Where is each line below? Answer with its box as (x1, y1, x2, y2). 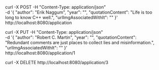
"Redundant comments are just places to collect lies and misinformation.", (5, 40, 155, 46)
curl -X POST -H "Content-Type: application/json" (5, 4, 106, 10)
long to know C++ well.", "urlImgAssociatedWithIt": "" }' (5, 15, 118, 20)
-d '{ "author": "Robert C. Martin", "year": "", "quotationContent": (5, 34, 137, 40)
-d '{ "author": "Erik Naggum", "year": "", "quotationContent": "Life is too (5, 9, 153, 15)
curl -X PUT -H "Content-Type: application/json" (5, 29, 103, 35)
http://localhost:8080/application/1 (5, 50, 75, 56)
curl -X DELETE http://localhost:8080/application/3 (5, 60, 108, 65)
